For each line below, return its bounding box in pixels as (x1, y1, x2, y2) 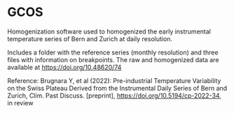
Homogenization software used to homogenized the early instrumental (7, 27, 212, 36)
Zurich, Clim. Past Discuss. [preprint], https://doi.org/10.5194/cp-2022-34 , (7, 91, 222, 100)
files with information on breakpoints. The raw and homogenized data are (7, 55, 219, 63)
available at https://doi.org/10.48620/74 (7, 63, 122, 71)
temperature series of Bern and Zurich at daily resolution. (7, 34, 173, 43)
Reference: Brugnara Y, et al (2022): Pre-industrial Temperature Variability (7, 76, 221, 84)
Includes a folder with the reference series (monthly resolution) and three (7, 48, 219, 56)
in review (7, 98, 34, 107)
